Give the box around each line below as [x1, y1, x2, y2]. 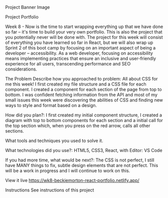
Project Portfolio [5, 14, 39, 19]
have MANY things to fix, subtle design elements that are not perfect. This [5, 162, 158, 168]
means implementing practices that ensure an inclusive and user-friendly [5, 55, 156, 61]
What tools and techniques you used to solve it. [5, 137, 104, 143]
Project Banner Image [5, 4, 50, 10]
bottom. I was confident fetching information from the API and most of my [5, 92, 158, 97]
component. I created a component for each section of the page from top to [5, 86, 162, 92]
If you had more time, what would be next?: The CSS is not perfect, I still [5, 157, 154, 163]
